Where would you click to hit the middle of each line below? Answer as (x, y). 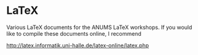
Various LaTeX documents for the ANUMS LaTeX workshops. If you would (99, 27)
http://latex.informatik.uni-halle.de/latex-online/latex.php (78, 45)
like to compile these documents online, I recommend (74, 33)
